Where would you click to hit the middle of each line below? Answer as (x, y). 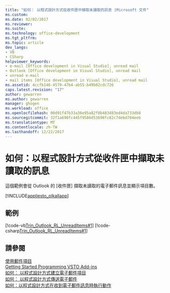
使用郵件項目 (18, 261)
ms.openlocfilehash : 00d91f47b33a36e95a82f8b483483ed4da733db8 (73, 113)
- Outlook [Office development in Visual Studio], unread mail (73, 71)
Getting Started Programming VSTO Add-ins (51, 267)
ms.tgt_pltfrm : (21, 38)
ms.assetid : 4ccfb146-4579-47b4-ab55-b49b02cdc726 (60, 85)
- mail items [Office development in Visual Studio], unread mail (76, 80)
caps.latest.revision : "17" (35, 90)
